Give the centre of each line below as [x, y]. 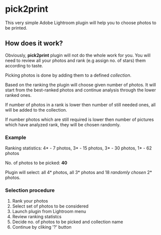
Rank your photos [30, 201]
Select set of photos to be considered [50, 206]
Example [16, 137]
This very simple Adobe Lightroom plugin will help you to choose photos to [81, 23]
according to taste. [24, 65]
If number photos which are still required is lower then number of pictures [80, 119]
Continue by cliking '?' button [42, 227]
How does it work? [34, 44]
